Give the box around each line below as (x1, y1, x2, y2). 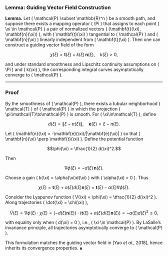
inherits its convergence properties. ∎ (5, 245, 82, 251)
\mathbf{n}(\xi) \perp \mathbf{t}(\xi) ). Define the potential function (5, 135, 143, 141)
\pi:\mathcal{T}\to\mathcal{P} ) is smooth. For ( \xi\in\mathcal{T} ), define (5, 111, 156, 117)
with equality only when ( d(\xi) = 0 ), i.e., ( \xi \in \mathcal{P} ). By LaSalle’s (5, 219, 161, 225)
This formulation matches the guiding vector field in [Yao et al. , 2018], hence (5, 239, 163, 246)
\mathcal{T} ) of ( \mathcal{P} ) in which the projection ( (5, 105, 121, 111)
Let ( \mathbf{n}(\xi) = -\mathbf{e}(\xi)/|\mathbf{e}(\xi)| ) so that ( (5, 130, 140, 136)
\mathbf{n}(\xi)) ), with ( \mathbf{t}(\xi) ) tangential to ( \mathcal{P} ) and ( (5, 31, 158, 37)
